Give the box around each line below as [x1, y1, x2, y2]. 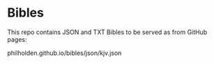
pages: [7, 35, 27, 43]
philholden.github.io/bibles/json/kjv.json [7, 49, 122, 57]
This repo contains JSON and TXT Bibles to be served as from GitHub [7, 28, 208, 36]
